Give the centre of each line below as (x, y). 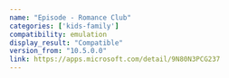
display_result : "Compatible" (67, 43)
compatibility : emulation (58, 34)
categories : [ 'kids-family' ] (64, 26)
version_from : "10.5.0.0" (58, 51)
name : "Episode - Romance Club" (70, 17)
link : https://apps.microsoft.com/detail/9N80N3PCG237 (115, 59)
